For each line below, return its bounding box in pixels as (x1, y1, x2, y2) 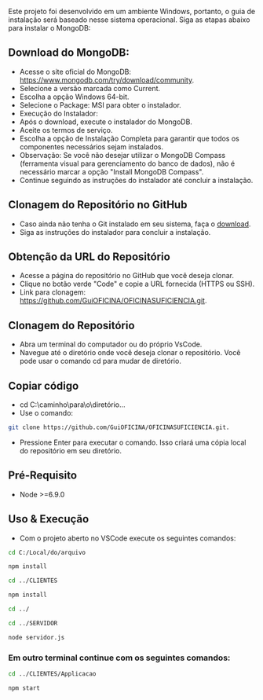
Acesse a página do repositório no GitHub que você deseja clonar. (19, 271, 234, 280)
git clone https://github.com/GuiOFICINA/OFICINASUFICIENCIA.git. (8, 423, 230, 431)
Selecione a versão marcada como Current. (19, 83, 161, 93)
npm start (8, 684, 41, 692)
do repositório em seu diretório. (19, 445, 122, 455)
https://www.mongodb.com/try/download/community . (19, 75, 195, 85)
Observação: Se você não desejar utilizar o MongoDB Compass (19, 150, 226, 159)
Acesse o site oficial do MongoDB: (19, 67, 132, 76)
